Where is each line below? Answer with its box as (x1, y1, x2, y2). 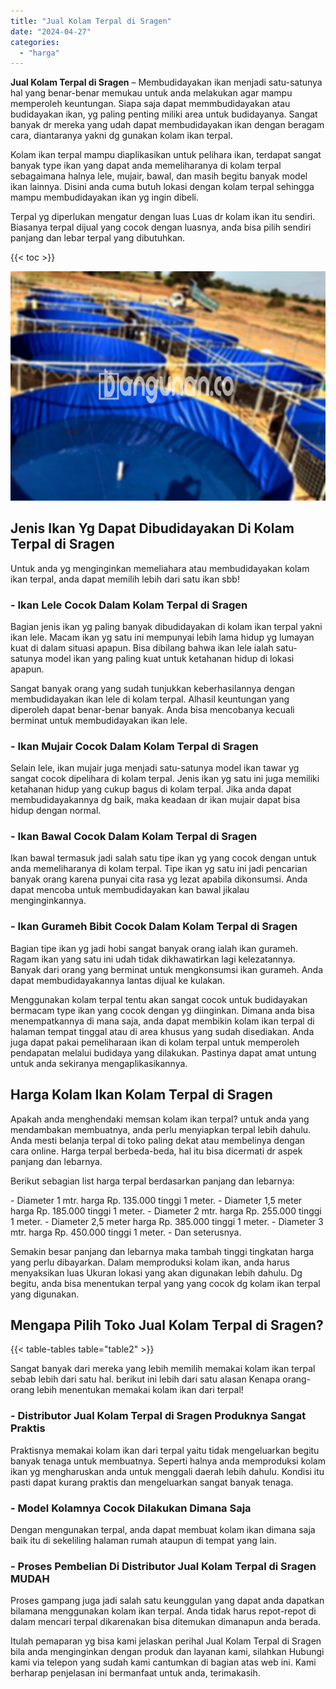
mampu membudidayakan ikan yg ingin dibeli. (10, 191, 199, 204)
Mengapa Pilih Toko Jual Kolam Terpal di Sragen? (10, 1316, 324, 1334)
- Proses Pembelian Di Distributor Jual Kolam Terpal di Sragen (10, 1559, 317, 1573)
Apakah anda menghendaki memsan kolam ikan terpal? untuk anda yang (10, 1113, 310, 1125)
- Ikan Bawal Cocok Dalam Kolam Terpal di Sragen (10, 830, 258, 844)
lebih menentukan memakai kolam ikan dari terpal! (36, 1384, 244, 1396)
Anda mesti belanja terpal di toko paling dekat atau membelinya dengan (10, 1134, 306, 1146)
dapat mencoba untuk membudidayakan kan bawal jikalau (10, 884, 250, 896)
